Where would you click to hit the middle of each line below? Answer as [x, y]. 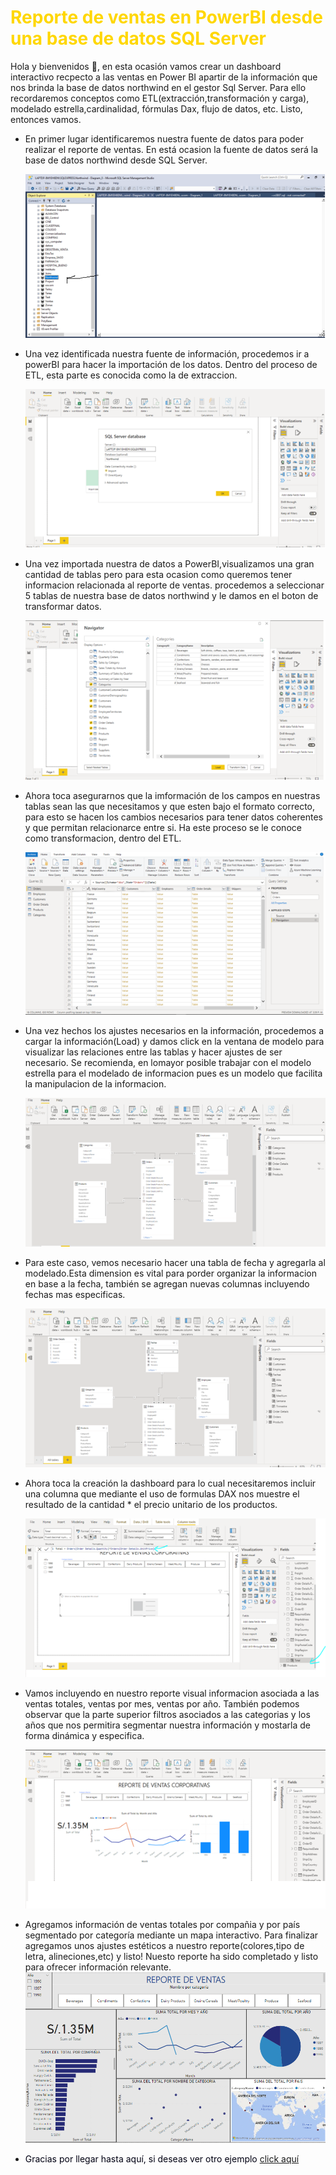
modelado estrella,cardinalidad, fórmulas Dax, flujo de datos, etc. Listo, [156, 108]
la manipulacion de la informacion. [95, 1084]
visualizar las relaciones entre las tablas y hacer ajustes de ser [153, 1052]
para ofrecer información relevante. [98, 1967]
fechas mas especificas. [75, 1295]
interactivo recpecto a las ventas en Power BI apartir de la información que [164, 77]
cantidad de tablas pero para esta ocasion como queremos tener [158, 575]
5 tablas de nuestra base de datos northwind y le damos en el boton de [171, 596]
